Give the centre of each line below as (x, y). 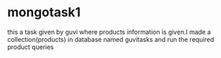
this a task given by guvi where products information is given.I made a (109, 32)
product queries (31, 47)
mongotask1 (44, 12)
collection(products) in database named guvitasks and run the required (111, 39)
